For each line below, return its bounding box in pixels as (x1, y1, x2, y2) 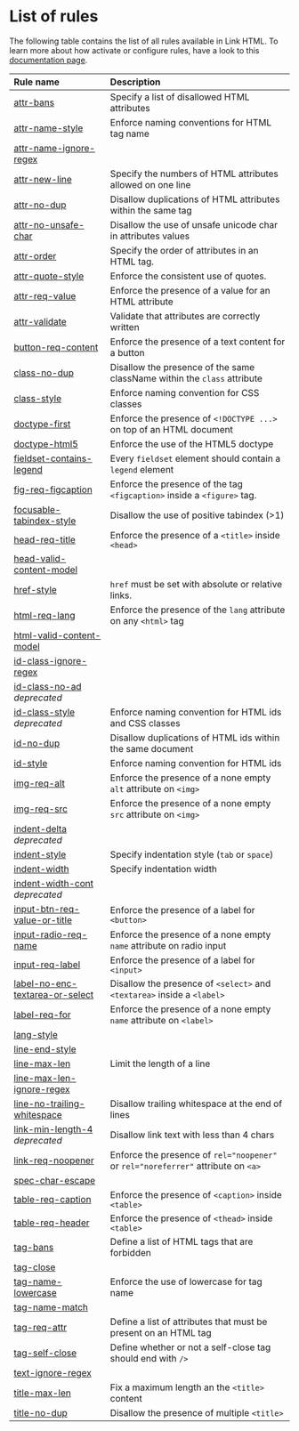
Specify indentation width (109, 862, 218, 875)
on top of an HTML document (109, 423, 234, 435)
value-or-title (13, 914, 73, 926)
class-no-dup (13, 367, 74, 379)
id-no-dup (13, 737, 61, 749)
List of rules (9, 6, 99, 27)
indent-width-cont (13, 877, 94, 889)
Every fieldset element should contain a (109, 452, 281, 465)
